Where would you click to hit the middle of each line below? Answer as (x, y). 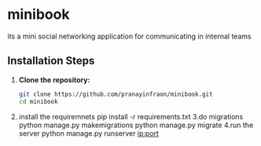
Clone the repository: (54, 79)
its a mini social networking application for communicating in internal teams (130, 36)
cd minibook (38, 101)
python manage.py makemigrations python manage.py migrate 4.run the (136, 125)
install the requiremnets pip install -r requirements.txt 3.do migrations (131, 116)
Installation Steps (51, 61)
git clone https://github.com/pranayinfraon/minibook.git (116, 94)
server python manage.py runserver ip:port (88, 133)
